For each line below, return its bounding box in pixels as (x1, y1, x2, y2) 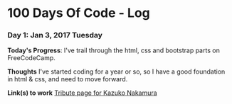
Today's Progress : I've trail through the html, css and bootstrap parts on (7, 46, 221, 54)
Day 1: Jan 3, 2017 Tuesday (7, 30, 103, 40)
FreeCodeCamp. (7, 54, 56, 62)
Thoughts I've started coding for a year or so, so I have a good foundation (7, 67, 226, 76)
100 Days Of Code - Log (7, 5, 151, 21)
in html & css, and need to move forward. (7, 75, 128, 83)
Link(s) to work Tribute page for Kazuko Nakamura (7, 88, 158, 97)
